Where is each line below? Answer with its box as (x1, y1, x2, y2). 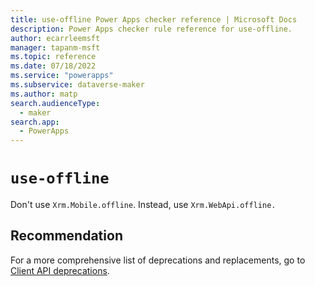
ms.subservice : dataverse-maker (10, 80, 145, 90)
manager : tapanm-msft (10, 42, 101, 53)
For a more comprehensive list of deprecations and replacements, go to (10, 254, 306, 266)
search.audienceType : (10, 98, 101, 108)
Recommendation (10, 227, 123, 245)
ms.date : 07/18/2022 (10, 61, 97, 71)
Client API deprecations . (10, 264, 110, 276)
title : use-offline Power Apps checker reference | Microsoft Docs (10, 14, 298, 25)
